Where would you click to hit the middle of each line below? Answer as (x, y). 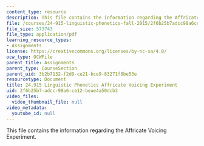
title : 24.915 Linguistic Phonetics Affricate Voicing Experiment (92, 85)
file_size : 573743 (29, 29)
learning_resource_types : (39, 40)
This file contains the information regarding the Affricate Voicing (87, 130)
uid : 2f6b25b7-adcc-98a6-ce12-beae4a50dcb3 (62, 91)
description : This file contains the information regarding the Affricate (103, 18)
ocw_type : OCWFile (29, 57)
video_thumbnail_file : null (47, 102)
